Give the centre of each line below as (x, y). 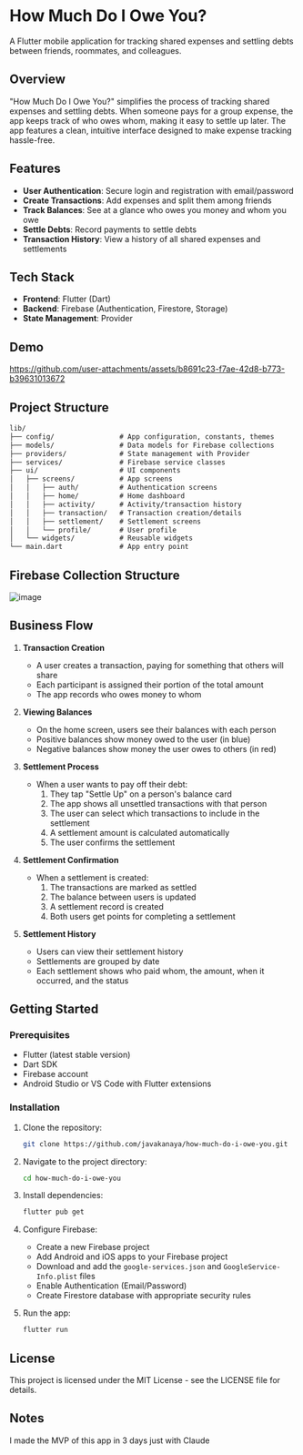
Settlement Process (61, 767)
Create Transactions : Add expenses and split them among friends (147, 200)
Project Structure (59, 407)
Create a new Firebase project (93, 1247)
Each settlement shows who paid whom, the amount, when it (150, 971)
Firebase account (56, 1074)
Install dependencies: (63, 1196)
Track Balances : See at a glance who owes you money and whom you (154, 209)
